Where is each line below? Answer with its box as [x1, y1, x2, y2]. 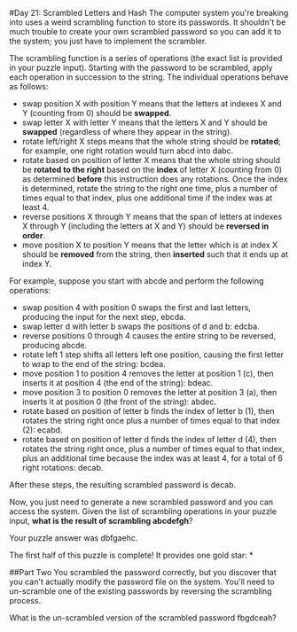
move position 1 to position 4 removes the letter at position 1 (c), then [21, 368, 274, 378]
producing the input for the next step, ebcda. [21, 312, 186, 322]
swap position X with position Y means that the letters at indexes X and [21, 98, 282, 109]
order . [21, 230, 46, 240]
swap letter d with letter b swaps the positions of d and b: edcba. [21, 321, 260, 332]
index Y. [21, 259, 52, 269]
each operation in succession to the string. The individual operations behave [9, 72, 289, 82]
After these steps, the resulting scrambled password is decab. [9, 480, 237, 490]
